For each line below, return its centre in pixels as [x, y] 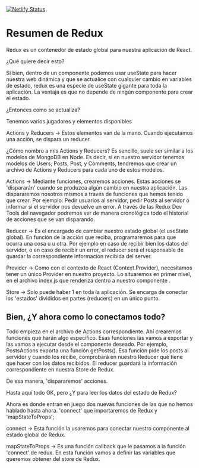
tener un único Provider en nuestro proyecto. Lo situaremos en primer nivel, [99, 274]
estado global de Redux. [36, 435]
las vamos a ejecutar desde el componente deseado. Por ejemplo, [87, 344]
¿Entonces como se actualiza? [43, 110]
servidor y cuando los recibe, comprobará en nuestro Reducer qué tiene [94, 357]
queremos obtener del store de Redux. [53, 458]
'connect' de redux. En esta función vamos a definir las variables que [91, 452]
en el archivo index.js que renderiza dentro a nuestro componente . [89, 280]
